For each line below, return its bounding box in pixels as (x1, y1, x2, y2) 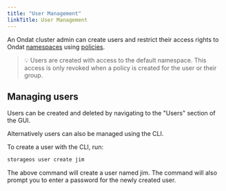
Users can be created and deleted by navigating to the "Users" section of (7, 109, 216, 117)
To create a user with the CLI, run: (7, 143, 104, 151)
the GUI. (7, 116, 31, 124)
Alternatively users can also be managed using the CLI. (7, 130, 164, 138)
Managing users (7, 91, 79, 102)
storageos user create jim (7, 156, 85, 164)
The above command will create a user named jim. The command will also (7, 169, 218, 177)
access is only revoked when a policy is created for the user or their (23, 63, 217, 72)
